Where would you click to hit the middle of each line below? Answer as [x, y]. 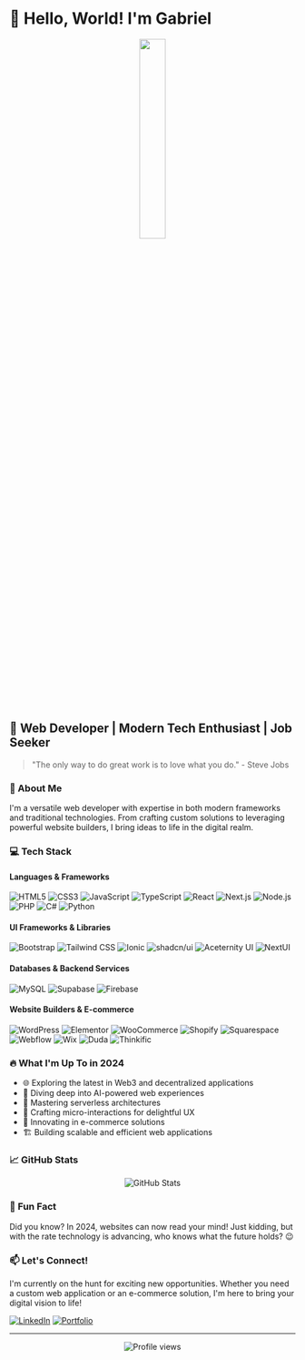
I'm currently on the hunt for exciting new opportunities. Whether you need [149, 1284]
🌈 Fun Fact [33, 1207]
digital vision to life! [45, 1303]
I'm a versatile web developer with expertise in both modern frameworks [145, 808]
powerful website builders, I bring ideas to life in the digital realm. [132, 827]
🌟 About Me [36, 788]
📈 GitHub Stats [44, 1160]
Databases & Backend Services [69, 968]
